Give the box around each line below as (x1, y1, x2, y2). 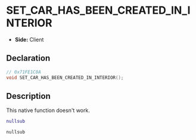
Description (6, 91, 51, 101)
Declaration (6, 53, 51, 63)
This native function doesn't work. (6, 107, 91, 114)
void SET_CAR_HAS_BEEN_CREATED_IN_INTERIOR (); (6, 74, 124, 80)
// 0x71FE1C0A (6, 69, 42, 75)
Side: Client (14, 36, 44, 43)
